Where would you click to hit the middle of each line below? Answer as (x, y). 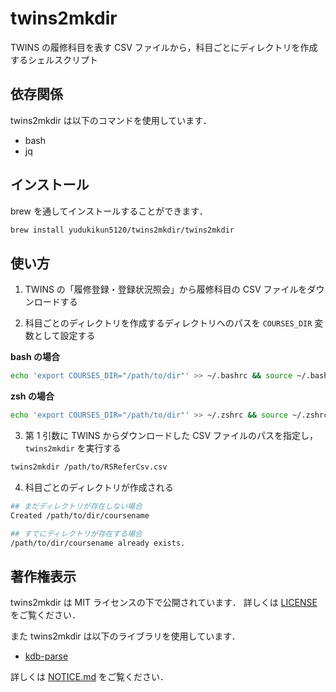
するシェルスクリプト (54, 59)
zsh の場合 (32, 396)
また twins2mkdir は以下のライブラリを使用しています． (125, 636)
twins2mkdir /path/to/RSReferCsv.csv (89, 467)
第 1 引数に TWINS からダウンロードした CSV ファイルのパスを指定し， (171, 435)
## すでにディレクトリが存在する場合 (76, 533)
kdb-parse (46, 656)
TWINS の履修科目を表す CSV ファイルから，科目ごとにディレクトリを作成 (164, 47)
